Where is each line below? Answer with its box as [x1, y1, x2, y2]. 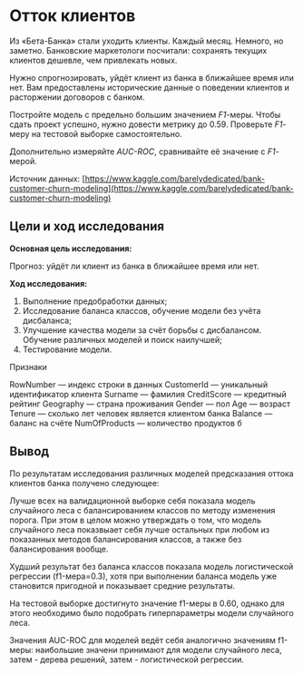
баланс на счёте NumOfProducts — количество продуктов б [9, 417, 242, 428]
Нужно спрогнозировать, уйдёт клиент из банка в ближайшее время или [9, 72, 295, 83]
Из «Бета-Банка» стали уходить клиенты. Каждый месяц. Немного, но [9, 35, 284, 46]
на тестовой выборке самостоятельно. [31, 128, 183, 139]
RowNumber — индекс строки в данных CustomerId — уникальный [9, 378, 269, 390]
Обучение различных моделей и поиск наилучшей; [22, 334, 222, 345]
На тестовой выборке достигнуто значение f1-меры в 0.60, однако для [9, 598, 285, 609]
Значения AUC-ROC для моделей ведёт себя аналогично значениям [9, 634, 277, 645]
